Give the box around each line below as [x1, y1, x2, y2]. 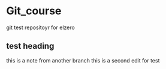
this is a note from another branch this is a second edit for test [6, 57, 160, 64]
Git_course [6, 4, 62, 18]
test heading [6, 41, 55, 51]
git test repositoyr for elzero [6, 24, 75, 31]
